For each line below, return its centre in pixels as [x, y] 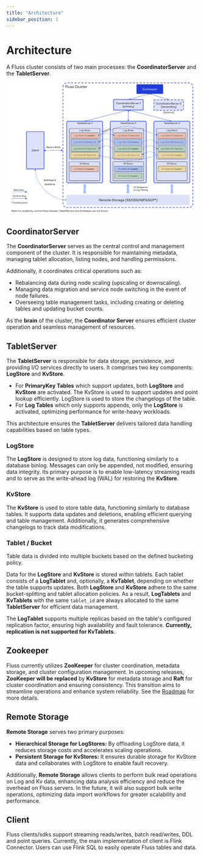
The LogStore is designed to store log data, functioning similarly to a [92, 459]
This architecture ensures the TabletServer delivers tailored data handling [99, 423]
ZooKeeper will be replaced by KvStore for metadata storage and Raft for [100, 678]
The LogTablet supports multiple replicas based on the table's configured [99, 619]
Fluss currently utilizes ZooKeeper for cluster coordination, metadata [93, 665]
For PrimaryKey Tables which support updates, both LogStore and [99, 386]
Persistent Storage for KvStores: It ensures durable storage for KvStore [106, 756]
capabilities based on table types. [49, 430]
